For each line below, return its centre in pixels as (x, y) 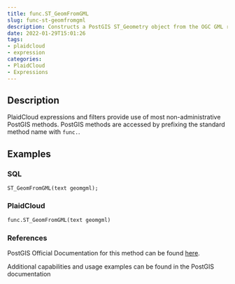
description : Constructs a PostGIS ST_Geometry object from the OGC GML (115, 27)
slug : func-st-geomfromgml (47, 20)
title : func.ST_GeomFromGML (48, 14)
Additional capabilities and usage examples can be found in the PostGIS (111, 267)
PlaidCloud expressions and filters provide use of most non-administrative (114, 117)
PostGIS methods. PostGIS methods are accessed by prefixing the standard (116, 125)
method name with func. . (44, 132)
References (27, 238)
